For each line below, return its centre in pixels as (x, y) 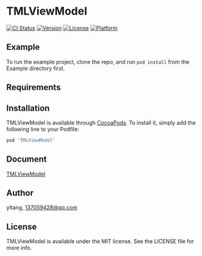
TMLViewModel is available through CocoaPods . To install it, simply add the (101, 122)
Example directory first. (36, 68)
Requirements (33, 87)
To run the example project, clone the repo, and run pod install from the (98, 61)
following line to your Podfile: (43, 129)
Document (26, 159)
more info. (19, 248)
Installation (28, 108)
